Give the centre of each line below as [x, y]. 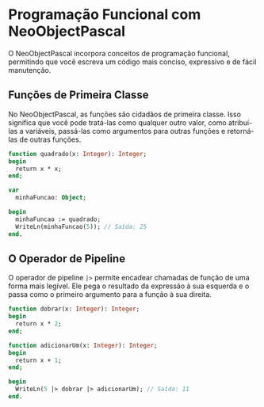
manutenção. [30, 70]
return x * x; [38, 169]
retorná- [241, 131]
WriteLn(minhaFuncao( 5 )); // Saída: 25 [81, 226]
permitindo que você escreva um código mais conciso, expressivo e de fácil [132, 62]
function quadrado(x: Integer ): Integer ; [78, 154]
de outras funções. [50, 139]
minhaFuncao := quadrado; [58, 219]
